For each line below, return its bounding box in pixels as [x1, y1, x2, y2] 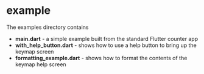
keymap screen [15, 48, 54, 55]
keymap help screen [15, 61, 66, 68]
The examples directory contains [6, 23, 90, 31]
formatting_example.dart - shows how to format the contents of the [15, 54, 188, 61]
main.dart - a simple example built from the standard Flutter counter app [15, 35, 199, 42]
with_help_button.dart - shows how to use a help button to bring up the [15, 42, 197, 49]
